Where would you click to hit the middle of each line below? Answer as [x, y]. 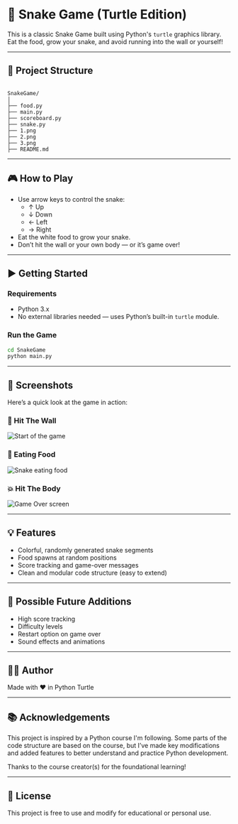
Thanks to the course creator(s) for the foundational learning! [97, 767]
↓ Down [40, 214]
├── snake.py [27, 124]
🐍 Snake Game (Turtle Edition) [97, 15]
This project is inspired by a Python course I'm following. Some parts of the [117, 738]
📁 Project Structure [50, 71]
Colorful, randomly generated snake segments [85, 550]
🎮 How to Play [40, 179]
